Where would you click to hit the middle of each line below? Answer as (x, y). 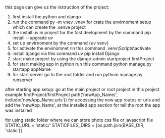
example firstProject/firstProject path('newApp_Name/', (61, 94)
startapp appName (31, 69)
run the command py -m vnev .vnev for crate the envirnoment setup (82, 22)
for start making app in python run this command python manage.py (82, 64)
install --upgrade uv (33, 38)
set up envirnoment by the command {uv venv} (60, 43)
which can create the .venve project (49, 27)
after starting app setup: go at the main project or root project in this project (82, 89)
